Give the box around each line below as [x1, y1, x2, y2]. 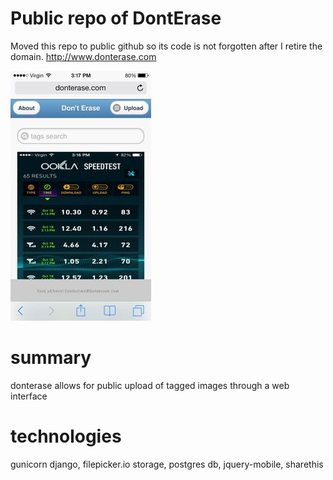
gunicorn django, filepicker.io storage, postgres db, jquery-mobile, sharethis [10, 458, 324, 470]
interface [10, 390, 48, 402]
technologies [10, 425, 122, 448]
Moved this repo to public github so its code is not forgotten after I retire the [10, 40, 323, 52]
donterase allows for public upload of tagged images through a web [10, 379, 290, 391]
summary [10, 347, 92, 369]
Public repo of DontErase [10, 7, 222, 30]
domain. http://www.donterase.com [10, 50, 157, 62]
